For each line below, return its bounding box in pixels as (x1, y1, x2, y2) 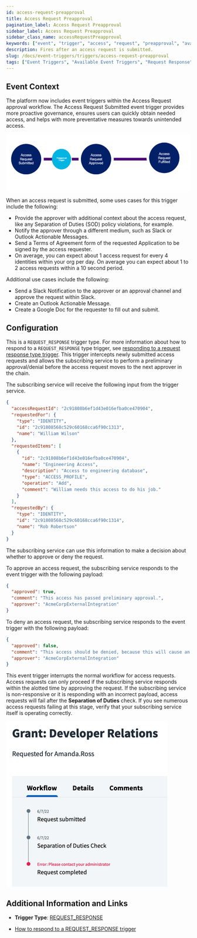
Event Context (6, 82, 60, 92)
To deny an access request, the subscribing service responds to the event (6, 618, 186, 625)
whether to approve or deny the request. (6, 553, 104, 560)
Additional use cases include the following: (6, 275, 110, 282)
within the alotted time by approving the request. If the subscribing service (6, 684, 186, 691)
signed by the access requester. (14, 245, 93, 252)
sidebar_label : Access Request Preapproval (6, 28, 114, 34)
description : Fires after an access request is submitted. (6, 47, 154, 53)
